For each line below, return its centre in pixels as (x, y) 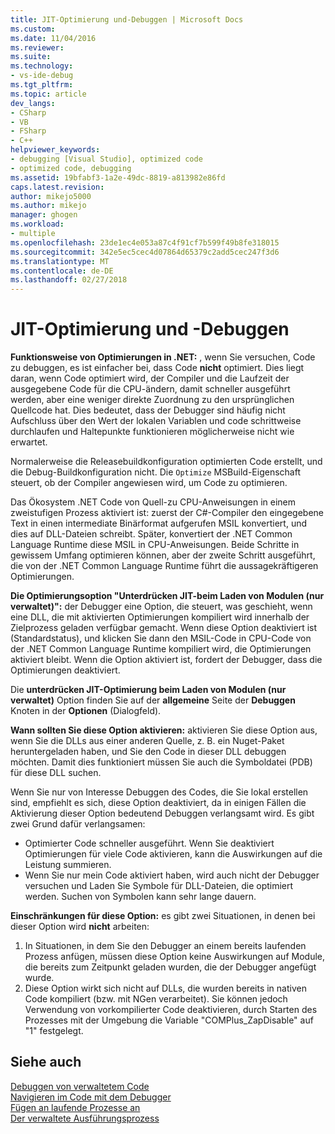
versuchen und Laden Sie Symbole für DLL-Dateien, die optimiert (159, 886)
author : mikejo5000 (51, 196)
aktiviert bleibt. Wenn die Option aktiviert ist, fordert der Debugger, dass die (166, 660)
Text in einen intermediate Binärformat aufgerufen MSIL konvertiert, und (159, 523)
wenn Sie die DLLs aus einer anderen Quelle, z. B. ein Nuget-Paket (147, 741)
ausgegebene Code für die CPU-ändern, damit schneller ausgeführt (150, 389)
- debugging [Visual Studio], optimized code (106, 159)
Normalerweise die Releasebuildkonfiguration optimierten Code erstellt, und (166, 462)
